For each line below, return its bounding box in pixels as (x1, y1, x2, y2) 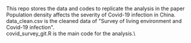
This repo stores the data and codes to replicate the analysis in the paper (6, 5, 185, 12)
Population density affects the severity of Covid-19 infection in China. (6, 11, 176, 18)
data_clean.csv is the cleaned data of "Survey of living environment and (6, 18, 182, 24)
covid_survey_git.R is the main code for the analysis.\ (6, 30, 136, 37)
